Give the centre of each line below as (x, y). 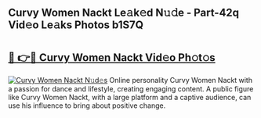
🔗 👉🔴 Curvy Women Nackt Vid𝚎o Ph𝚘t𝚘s (112, 57)
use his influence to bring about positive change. (87, 105)
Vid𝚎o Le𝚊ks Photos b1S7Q (76, 25)
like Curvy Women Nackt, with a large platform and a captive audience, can (130, 97)
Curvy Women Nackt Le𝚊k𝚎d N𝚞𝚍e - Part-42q (124, 13)
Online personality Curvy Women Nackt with (181, 80)
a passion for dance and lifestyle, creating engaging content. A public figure (131, 89)
